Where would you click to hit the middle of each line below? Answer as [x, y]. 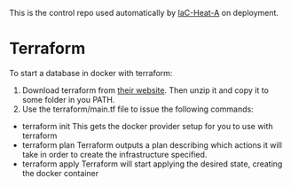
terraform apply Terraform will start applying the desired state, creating [152, 164]
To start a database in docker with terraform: [91, 73]
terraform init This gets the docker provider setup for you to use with [147, 126]
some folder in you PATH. [68, 99]
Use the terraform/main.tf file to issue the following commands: [138, 109]
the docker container [60, 173]
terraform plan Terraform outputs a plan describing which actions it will [152, 144]
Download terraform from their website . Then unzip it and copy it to [145, 90]
